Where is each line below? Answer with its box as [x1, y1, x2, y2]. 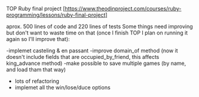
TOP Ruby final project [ [6, 5, 65, 12]
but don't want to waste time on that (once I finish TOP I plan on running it [6, 29, 188, 36]
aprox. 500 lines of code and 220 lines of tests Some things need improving [6, 23, 193, 30]
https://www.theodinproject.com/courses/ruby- [65, 5, 182, 12]
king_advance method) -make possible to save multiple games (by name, [6, 60, 186, 67]
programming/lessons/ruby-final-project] [6, 11, 108, 18]
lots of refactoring [14, 77, 60, 85]
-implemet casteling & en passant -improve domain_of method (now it [6, 47, 178, 54]
